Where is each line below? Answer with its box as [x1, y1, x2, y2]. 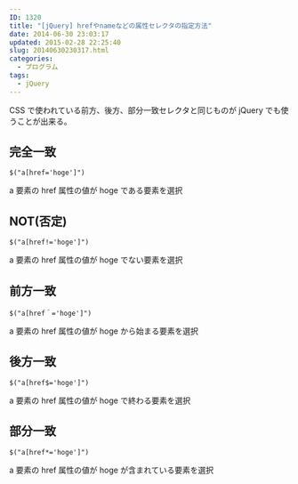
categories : [9, 54, 53, 63]
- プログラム [17, 63, 59, 72]
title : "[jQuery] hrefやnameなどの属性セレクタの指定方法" [9, 21, 213, 30]
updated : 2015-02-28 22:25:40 [9, 37, 122, 47]
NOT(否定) [9, 214, 68, 229]
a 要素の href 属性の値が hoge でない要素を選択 [9, 254, 183, 265]
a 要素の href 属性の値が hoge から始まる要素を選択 [9, 326, 198, 336]
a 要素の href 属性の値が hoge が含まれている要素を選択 [9, 464, 214, 475]
